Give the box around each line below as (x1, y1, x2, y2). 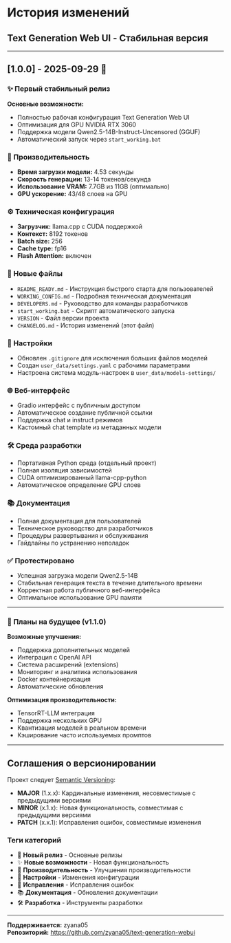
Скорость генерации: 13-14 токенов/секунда (16, 175, 151, 183)
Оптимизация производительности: (7, 696, 117, 704)
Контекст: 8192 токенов (16, 230, 88, 238)
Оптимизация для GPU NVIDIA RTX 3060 (16, 120, 136, 129)
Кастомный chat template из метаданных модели (16, 423, 162, 431)
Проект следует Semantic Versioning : (7, 776, 115, 784)
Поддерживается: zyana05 (7, 921, 88, 929)
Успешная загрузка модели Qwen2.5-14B (16, 572, 138, 580)
